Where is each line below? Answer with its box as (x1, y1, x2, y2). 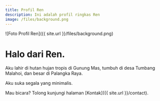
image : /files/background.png (5, 17, 69, 22)
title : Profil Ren (5, 7, 44, 13)
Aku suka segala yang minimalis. (5, 80, 73, 86)
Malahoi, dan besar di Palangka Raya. (5, 70, 83, 76)
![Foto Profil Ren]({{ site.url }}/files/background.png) (5, 31, 114, 37)
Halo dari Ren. (5, 48, 65, 60)
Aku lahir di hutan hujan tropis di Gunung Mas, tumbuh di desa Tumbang (5, 65, 155, 71)
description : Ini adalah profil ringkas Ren (5, 12, 100, 17)
